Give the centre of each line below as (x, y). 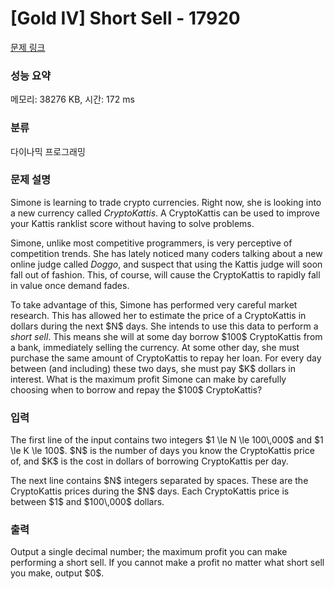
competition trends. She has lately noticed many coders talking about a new (166, 253)
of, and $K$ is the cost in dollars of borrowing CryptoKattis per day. (149, 461)
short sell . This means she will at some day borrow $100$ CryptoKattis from (166, 336)
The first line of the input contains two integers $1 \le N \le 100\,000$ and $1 (167, 440)
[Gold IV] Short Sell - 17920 (125, 18)
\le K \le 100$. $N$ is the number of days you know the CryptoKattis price (162, 451)
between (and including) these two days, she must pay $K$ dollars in (153, 368)
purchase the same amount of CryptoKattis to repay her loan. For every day (166, 358)
